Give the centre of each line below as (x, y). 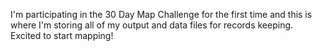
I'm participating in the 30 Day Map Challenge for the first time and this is (161, 14)
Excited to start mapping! (62, 35)
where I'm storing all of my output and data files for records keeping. (152, 25)
